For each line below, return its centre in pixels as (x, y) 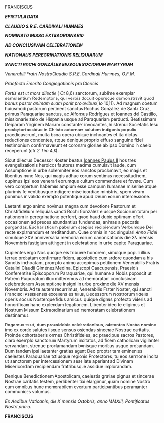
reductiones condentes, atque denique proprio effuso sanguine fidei (74, 140)
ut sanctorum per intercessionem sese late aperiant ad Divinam (69, 361)
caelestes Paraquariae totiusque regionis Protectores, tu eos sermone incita (82, 356)
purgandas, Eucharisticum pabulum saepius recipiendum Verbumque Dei (79, 227)
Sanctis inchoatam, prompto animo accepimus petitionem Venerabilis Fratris (82, 263)
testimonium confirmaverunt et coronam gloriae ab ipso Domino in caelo (78, 145)
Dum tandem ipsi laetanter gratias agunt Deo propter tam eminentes (74, 351)
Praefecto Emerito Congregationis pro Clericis (52, 83)
